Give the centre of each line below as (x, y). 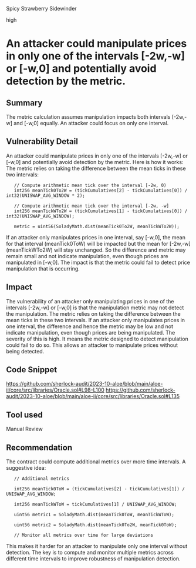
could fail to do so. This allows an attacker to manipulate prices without (92, 345)
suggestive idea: (26, 468)
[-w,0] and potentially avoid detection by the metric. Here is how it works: (95, 162)
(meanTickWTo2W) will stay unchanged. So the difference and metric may (96, 250)
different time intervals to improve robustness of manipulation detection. (93, 559)
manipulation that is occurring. (43, 268)
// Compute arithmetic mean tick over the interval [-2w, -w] (91, 206)
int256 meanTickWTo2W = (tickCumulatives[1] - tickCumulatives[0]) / (101, 211)
